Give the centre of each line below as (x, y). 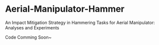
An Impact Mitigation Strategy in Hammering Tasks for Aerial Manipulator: (80, 22)
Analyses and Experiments (32, 27)
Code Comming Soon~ (28, 37)
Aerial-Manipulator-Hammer (65, 9)
